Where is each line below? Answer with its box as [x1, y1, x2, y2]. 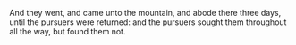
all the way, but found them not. [9, 26, 126, 36]
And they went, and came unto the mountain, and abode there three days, [9, 8, 282, 18]
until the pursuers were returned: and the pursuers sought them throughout [9, 17, 287, 27]
